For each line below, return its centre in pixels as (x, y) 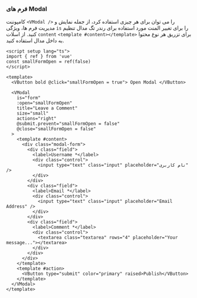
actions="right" (37, 119)
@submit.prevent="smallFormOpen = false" (68, 124)
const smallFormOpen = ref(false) (49, 62)
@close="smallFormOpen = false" (56, 129)
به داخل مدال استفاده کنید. (35, 41)
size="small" (33, 114)
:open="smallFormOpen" (45, 103)
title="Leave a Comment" (47, 108)
